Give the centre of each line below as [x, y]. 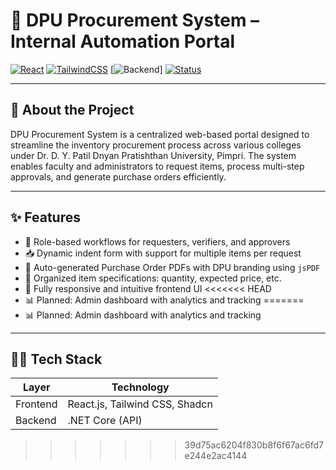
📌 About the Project [72, 110]
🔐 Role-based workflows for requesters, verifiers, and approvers [157, 241]
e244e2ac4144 [216, 456]
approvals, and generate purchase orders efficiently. [118, 176]
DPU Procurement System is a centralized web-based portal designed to [160, 134]
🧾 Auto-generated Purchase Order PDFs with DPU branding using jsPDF [172, 267]
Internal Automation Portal [123, 41]
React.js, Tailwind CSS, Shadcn [140, 404]
